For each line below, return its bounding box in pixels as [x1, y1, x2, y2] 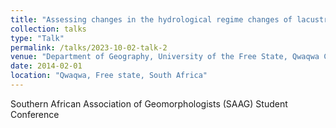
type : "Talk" [10, 33, 65, 43]
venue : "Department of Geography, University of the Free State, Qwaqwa [10, 52, 320, 62]
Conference [10, 108, 60, 120]
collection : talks [10, 24, 87, 34]
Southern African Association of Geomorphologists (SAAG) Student [10, 97, 288, 110]
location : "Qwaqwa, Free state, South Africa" [10, 71, 208, 81]
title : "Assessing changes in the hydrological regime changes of [10, 14, 293, 25]
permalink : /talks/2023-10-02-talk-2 [10, 42, 168, 53]
